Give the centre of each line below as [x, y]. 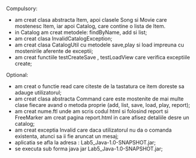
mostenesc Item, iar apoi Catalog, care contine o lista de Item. [90, 26]
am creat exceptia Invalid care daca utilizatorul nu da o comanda [93, 130]
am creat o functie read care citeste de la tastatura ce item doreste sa [99, 86]
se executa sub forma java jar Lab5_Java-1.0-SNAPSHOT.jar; [89, 149]
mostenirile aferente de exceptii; [54, 51]
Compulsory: [22, 9]
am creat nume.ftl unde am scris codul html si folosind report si [92, 111]
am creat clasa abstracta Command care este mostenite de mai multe [99, 99]
